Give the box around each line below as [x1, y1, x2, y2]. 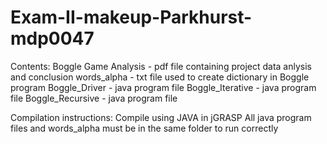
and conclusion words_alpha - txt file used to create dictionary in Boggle [10, 71, 310, 83]
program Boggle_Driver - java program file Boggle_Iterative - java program [10, 81, 317, 93]
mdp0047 [10, 27, 95, 50]
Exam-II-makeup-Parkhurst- [10, 6, 253, 29]
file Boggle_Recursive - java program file [10, 92, 178, 104]
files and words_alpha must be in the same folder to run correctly [10, 122, 279, 134]
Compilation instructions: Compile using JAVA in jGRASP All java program [10, 111, 312, 123]
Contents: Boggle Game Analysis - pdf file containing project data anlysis [10, 60, 312, 72]
